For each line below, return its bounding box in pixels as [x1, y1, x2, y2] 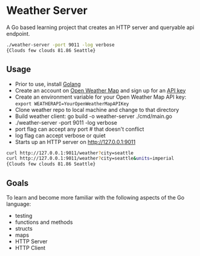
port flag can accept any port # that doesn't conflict [15, 125, 144, 133]
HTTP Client [15, 244, 46, 251]
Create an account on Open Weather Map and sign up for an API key [15, 87, 186, 94]
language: [6, 200, 31, 208]
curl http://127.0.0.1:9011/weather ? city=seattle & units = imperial [6, 156, 174, 162]
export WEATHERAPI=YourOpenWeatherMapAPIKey [15, 100, 129, 107]
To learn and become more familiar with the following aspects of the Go [6, 194, 185, 201]
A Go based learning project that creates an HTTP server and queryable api [6, 24, 195, 31]
